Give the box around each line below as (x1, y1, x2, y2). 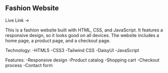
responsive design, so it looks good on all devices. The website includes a (5, 32, 159, 38)
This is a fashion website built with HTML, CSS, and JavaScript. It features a (5, 27, 163, 33)
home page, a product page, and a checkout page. (5, 37, 111, 43)
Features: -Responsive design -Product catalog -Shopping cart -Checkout (5, 57, 160, 63)
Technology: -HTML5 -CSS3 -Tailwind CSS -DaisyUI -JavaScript (5, 47, 140, 53)
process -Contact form (5, 62, 53, 68)
